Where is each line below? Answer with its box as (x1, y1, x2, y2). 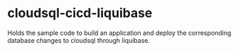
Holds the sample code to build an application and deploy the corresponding (7, 28, 232, 37)
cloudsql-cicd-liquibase (7, 5, 153, 21)
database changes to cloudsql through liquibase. (7, 36, 151, 44)
